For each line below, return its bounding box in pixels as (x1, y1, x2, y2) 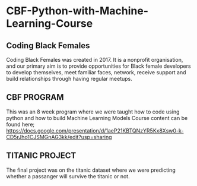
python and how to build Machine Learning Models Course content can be (6, 114, 188, 121)
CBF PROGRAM (6, 92, 64, 102)
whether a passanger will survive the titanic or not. (6, 172, 130, 179)
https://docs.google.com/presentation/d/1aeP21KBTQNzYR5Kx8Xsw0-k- (6, 127, 184, 134)
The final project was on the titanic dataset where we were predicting (6, 166, 176, 174)
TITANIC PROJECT (6, 150, 77, 161)
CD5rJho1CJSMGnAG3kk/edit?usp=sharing (6, 133, 112, 140)
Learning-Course (6, 17, 93, 30)
